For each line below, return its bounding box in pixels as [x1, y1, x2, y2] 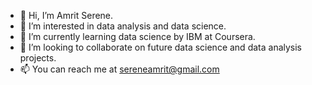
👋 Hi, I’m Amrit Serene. [19, 10, 114, 21]
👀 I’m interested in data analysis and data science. [19, 20, 227, 32]
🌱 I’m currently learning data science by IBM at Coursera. [19, 31, 256, 42]
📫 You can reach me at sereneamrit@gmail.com [19, 63, 220, 75]
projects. [19, 52, 57, 64]
